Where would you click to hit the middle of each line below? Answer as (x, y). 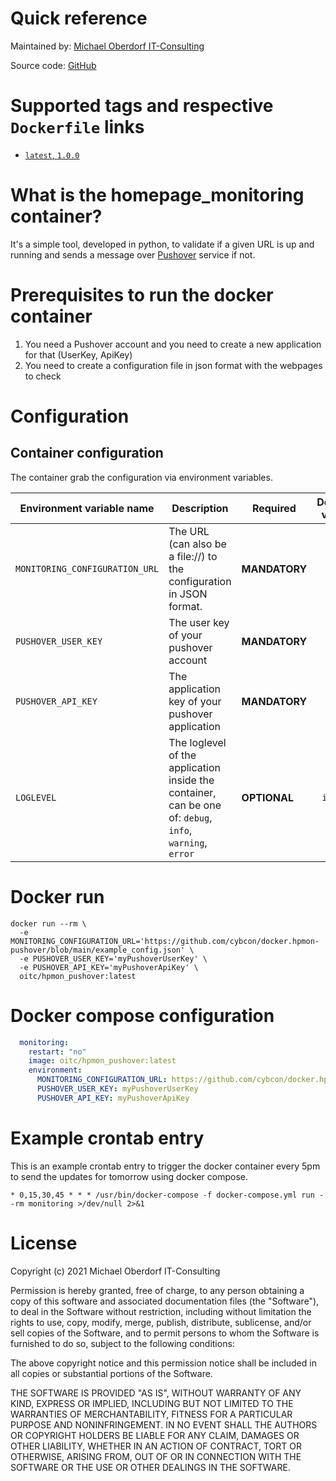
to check (43, 376)
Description (200, 508)
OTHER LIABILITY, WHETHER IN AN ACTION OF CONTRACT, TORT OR (156, 1446)
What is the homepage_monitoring (157, 195)
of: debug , (190, 817)
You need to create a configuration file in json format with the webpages (173, 365)
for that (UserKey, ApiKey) (78, 354)
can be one (195, 805)
